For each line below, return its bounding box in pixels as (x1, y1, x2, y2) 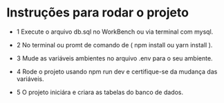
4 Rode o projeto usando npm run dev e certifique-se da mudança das (16, 67, 218, 76)
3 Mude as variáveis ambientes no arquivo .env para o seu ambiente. (16, 54, 213, 62)
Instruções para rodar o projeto (6, 5, 189, 21)
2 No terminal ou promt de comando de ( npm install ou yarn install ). (16, 41, 213, 49)
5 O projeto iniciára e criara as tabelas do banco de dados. (16, 88, 184, 96)
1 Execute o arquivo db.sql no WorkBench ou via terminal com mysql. (16, 27, 214, 36)
